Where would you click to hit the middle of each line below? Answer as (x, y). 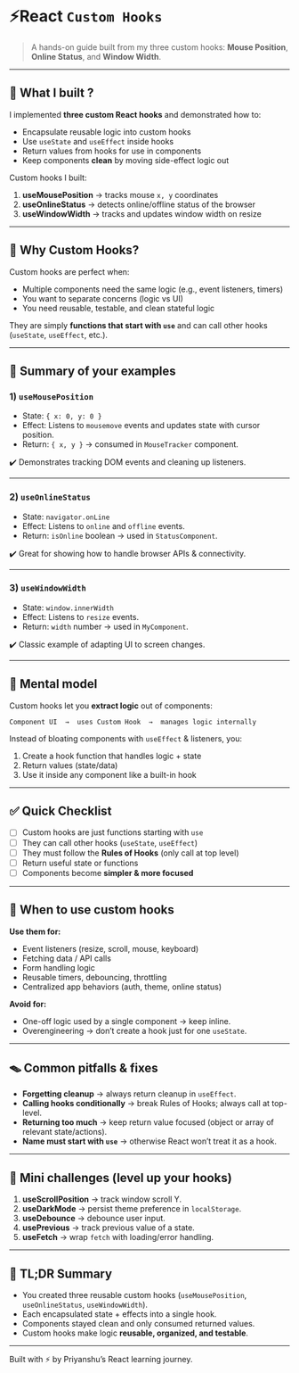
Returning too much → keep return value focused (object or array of (148, 1122)
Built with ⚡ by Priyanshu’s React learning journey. (101, 1360)
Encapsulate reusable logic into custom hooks (106, 132)
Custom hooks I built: (48, 178)
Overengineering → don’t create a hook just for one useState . (134, 1030)
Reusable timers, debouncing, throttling (94, 977)
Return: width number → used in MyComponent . (105, 626)
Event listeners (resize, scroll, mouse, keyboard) (110, 948)
